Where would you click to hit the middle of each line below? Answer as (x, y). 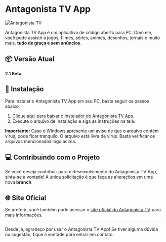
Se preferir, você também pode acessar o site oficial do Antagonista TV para (83, 210)
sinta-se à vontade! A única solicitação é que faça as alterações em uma (79, 177)
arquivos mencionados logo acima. (41, 141)
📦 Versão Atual (30, 59)
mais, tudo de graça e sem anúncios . (43, 43)
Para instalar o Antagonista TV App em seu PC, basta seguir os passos (77, 101)
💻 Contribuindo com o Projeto (53, 157)
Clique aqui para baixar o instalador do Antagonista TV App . (73, 116)
